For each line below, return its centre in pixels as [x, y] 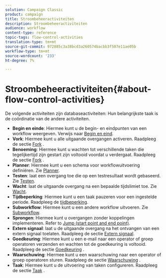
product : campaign [24, 14]
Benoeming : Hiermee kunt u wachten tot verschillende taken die [78, 150]
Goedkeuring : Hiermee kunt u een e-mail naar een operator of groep [83, 239]
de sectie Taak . [28, 271]
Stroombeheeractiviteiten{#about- [78, 89]
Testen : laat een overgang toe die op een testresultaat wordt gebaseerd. [86, 176]
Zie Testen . [24, 181]
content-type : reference [31, 33]
